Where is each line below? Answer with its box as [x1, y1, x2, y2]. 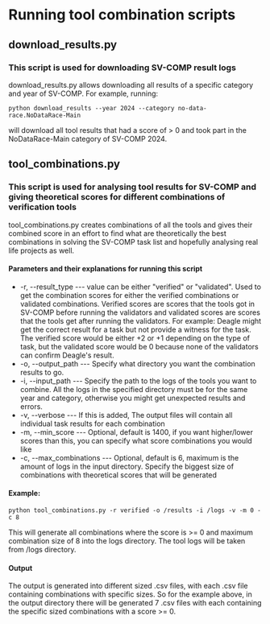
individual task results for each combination [19, 419, 165, 428]
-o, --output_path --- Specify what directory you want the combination [19, 358, 255, 368]
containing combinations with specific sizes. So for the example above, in [8, 589, 252, 599]
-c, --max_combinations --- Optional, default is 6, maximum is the [19, 453, 239, 462]
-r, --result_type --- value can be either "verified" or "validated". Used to [19, 282, 262, 291]
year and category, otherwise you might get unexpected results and [19, 393, 246, 403]
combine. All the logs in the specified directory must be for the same [19, 384, 248, 394]
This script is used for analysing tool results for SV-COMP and [8, 181, 256, 192]
